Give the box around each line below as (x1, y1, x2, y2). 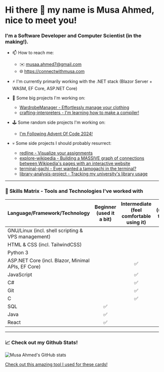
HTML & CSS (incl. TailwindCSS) (7, 241, 82, 248)
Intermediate (121, 200, 152, 207)
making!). (5, 39, 29, 46)
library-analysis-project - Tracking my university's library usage (19, 171, 148, 177)
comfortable (121, 212, 151, 219)
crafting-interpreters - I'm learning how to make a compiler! (19, 110, 139, 116)
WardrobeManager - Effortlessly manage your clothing (19, 105, 129, 111)
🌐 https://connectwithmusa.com (19, 69, 85, 74)
